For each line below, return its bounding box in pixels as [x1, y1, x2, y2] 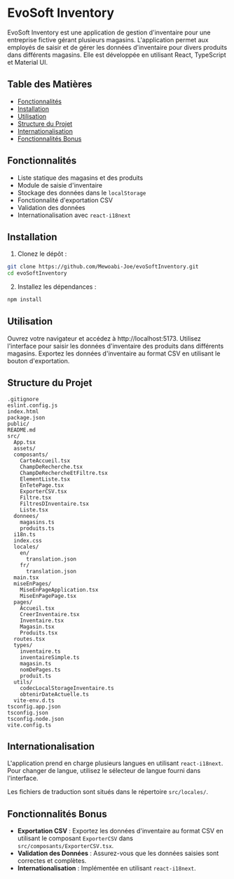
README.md [7, 427, 36, 434]
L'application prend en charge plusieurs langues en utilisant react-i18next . [7, 759, 223, 767]
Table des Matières [7, 79, 92, 91]
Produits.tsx [20, 629, 58, 637]
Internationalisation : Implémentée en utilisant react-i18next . [17, 864, 196, 873]
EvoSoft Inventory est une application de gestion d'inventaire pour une [7, 28, 211, 37]
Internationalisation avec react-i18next [17, 211, 131, 219]
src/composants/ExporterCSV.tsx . [17, 842, 114, 850]
